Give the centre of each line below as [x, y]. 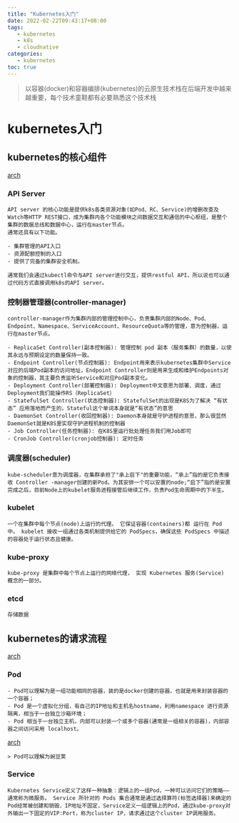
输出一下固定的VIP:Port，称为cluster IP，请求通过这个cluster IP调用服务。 [116, 813]
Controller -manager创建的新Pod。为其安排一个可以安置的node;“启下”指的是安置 [123, 482]
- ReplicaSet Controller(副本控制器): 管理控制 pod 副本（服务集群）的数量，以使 [119, 348]
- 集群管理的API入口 [34, 246]
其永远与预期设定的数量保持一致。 [50, 355]
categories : [25, 54]
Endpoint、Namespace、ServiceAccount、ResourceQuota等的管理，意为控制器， [115, 326]
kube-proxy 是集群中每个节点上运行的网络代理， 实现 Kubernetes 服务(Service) [116, 573]
